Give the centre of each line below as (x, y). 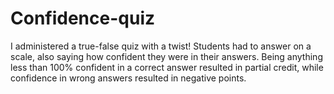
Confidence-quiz (82, 18)
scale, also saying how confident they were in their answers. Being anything (166, 56)
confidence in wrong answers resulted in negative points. (128, 78)
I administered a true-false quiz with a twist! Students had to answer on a (161, 46)
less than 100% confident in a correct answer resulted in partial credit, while (167, 67)
